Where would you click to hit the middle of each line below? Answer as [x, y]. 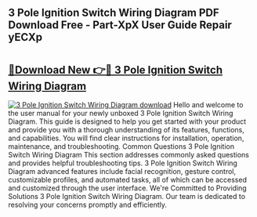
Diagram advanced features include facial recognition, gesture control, [122, 171]
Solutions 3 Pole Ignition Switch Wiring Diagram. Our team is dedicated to [127, 196]
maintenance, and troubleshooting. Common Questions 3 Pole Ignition [121, 146]
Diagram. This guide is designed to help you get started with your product [127, 121]
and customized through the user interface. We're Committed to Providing [127, 188]
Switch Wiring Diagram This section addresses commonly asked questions [128, 155]
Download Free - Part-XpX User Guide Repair [120, 25]
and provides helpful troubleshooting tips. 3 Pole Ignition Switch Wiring [123, 163]
